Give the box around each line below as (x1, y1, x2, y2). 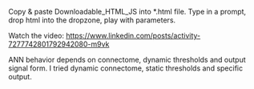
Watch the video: (8, 31, 64, 40)
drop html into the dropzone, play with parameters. (8, 15, 176, 25)
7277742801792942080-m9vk (8, 39, 110, 49)
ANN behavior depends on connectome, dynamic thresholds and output (8, 55, 246, 64)
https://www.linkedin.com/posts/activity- (65, 31, 201, 40)
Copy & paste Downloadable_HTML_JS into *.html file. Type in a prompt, (8, 7, 247, 16)
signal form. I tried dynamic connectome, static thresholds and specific (8, 63, 243, 73)
